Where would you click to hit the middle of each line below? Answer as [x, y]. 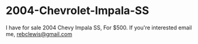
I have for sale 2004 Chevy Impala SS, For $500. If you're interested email [99, 28]
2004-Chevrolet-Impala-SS [77, 11]
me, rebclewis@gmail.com [39, 34]
